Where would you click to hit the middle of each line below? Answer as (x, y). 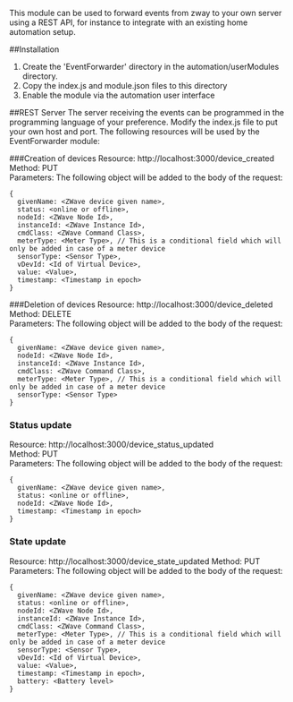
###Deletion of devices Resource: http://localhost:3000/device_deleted (141, 304)
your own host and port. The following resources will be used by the (135, 132)
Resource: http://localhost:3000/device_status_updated (112, 445)
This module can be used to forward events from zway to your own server (146, 13)
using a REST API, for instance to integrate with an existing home (129, 22)
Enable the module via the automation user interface (118, 95)
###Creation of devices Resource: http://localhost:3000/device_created (142, 158)
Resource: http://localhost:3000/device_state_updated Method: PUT (135, 561)
